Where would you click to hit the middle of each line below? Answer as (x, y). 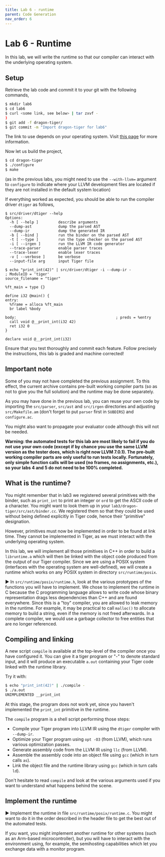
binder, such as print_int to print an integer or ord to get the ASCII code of (82, 500)
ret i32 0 (20, 326)
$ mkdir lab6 (19, 104)
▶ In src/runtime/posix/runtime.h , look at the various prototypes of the (78, 581)
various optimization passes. (41, 745)
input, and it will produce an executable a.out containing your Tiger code (80, 662)
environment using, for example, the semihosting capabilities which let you (81, 844)
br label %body (25, 309)
